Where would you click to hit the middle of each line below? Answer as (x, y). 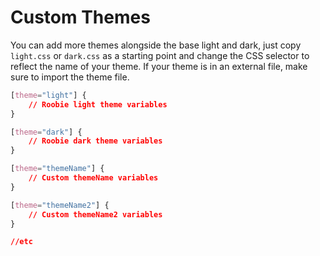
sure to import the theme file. (70, 77)
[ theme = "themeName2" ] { (60, 205)
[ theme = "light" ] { (48, 95)
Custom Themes (80, 17)
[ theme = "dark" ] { (46, 132)
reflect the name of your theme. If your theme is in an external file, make (159, 66)
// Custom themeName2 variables (95, 214)
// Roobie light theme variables (98, 104)
